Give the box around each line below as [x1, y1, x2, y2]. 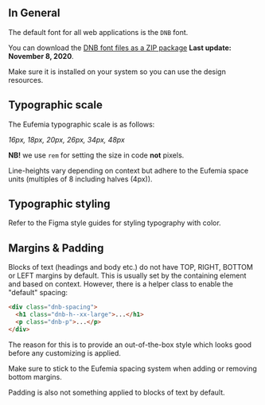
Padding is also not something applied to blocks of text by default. [8, 387, 225, 397]
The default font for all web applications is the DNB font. [8, 27, 189, 37]
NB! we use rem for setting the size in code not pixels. [8, 150, 185, 160]
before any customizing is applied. [8, 348, 122, 357]
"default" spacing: [8, 288, 68, 298]
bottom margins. [8, 372, 62, 381]
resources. [8, 75, 44, 84]
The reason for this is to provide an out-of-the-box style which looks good [8, 340, 252, 349]
